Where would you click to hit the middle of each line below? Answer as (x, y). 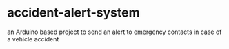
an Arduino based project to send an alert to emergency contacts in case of (114, 32)
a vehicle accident (33, 39)
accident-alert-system (73, 13)
